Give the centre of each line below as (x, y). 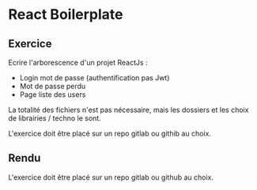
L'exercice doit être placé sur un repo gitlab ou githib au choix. (110, 133)
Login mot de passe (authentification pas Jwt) (94, 78)
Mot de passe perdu (53, 86)
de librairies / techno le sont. (55, 118)
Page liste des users (53, 95)
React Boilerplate (66, 15)
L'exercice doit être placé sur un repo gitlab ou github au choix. (111, 177)
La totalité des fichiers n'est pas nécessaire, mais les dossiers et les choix (128, 110)
